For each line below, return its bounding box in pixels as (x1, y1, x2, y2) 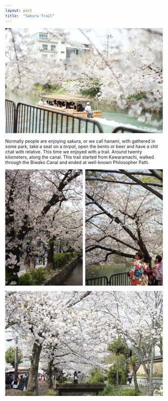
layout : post (5, 8, 32, 13)
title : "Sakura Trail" (5, 13, 55, 18)
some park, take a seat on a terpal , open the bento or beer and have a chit (5, 143, 158, 149)
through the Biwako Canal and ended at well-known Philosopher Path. (5, 159, 149, 165)
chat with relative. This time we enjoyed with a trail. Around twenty (5, 148, 142, 154)
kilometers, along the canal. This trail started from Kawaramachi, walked (5, 154, 154, 160)
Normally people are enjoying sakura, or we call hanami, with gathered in (5, 138, 155, 144)
